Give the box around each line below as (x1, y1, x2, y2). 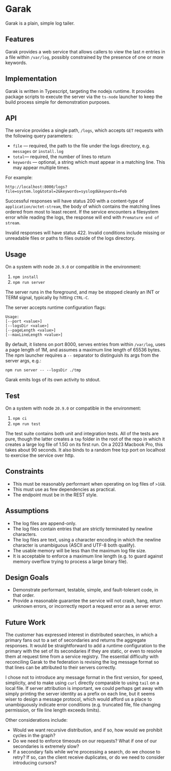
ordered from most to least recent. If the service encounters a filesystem (5, 209, 159, 215)
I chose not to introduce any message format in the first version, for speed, (5, 674, 164, 681)
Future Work (5, 618, 46, 627)
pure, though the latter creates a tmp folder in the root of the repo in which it (5, 436, 165, 442)
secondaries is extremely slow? (12, 743, 79, 749)
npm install (12, 275, 38, 280)
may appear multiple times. (12, 165, 70, 171)
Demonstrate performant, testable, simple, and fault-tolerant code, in (12, 587, 159, 593)
